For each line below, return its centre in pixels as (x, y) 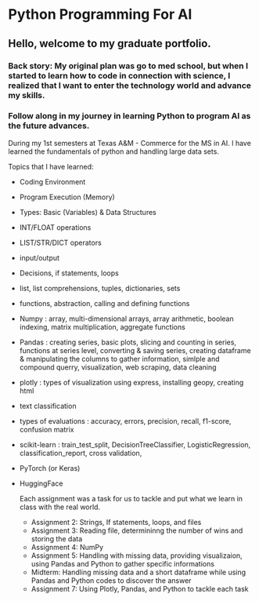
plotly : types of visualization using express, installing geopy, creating (131, 382)
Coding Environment (52, 181)
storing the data (57, 538)
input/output (40, 257)
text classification (48, 406)
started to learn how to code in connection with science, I (119, 75)
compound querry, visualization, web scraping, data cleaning (118, 367)
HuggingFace (41, 483)
